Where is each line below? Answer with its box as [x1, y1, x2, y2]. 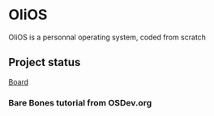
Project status [8, 56, 81, 69]
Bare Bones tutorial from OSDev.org [8, 97, 152, 108]
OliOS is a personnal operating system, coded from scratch [8, 32, 207, 42]
